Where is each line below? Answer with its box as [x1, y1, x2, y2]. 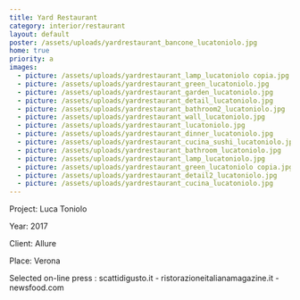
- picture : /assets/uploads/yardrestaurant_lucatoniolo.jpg [17, 121, 246, 130]
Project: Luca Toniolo [9, 204, 87, 214]
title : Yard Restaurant [9, 12, 98, 22]
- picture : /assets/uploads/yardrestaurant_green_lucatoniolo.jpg [17, 79, 270, 88]
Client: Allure [9, 238, 56, 249]
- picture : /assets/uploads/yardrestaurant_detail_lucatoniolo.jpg [17, 96, 274, 105]
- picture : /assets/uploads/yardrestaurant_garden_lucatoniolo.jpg [17, 87, 274, 96]
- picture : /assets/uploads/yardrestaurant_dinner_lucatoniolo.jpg [17, 129, 274, 138]
